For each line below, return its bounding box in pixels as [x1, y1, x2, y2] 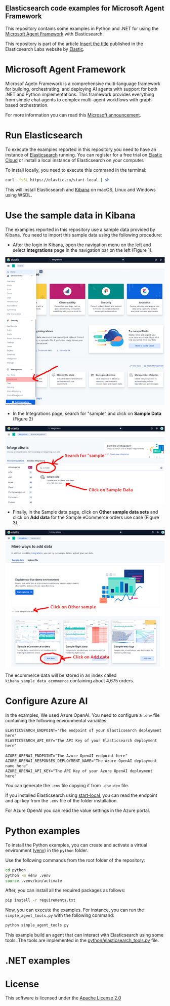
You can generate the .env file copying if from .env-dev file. [5, 782, 130, 788]
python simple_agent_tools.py [5, 923, 69, 928]
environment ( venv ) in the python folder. [5, 847, 89, 853]
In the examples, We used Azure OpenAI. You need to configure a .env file [5, 712, 160, 718]
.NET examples [5, 955, 70, 966]
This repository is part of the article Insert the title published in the [5, 41, 143, 47]
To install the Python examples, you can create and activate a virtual [5, 842, 148, 848]
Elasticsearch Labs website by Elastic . [5, 46, 84, 52]
